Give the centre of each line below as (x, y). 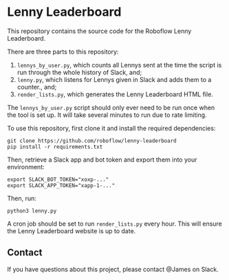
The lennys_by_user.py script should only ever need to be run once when (111, 107)
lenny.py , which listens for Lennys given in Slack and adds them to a (114, 79)
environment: (26, 166)
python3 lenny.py (32, 211)
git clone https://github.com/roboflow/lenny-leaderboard (92, 141)
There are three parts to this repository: (63, 52)
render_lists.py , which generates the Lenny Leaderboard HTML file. (115, 94)
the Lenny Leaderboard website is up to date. (72, 230)
